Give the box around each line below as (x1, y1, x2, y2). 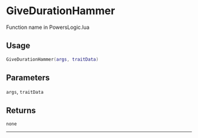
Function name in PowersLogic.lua (6, 24, 90, 31)
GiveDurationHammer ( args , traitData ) (6, 56, 99, 63)
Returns (6, 105, 37, 116)
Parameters (6, 73, 50, 83)
